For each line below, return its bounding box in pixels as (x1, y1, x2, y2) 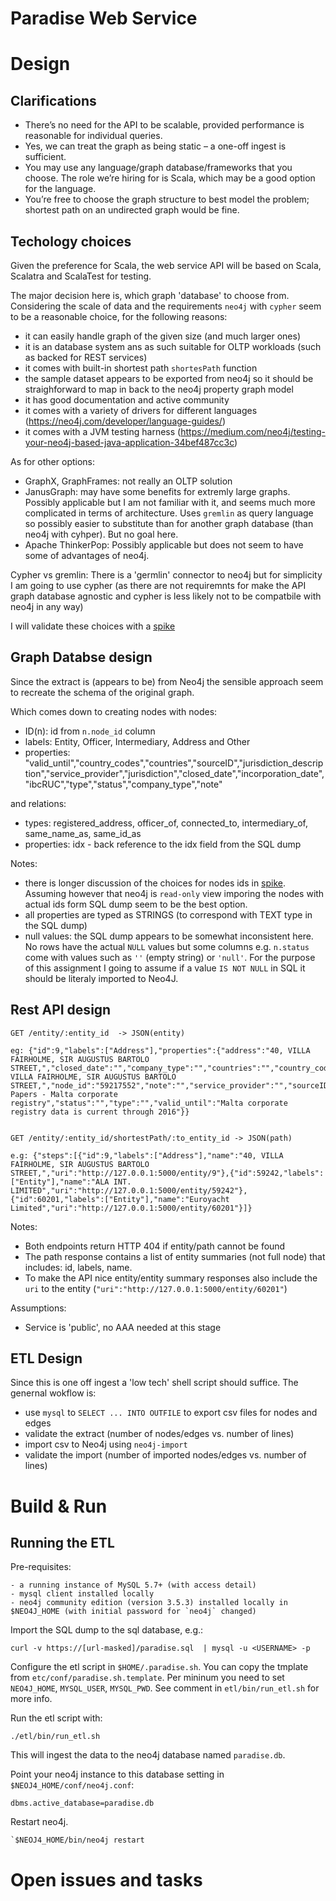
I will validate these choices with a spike (10, 620, 176, 632)
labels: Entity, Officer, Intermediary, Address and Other (24, 735, 251, 747)
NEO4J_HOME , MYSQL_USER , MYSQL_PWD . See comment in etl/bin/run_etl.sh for (10, 1682, 320, 1694)
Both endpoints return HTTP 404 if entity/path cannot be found (24, 1240, 286, 1252)
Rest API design (10, 1002, 112, 1019)
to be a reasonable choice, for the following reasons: (10, 311, 228, 322)
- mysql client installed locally (10, 1589, 155, 1599)
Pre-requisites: (10, 1561, 72, 1573)
